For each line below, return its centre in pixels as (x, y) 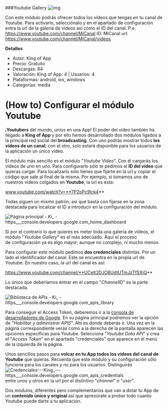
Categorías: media (31, 85)
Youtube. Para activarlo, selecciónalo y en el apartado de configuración (79, 23)
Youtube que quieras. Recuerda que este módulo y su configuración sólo (81, 359)
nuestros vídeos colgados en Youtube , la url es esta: (60, 182)
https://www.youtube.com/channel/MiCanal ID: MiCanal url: (67, 33)
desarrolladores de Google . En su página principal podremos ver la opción (82, 317)
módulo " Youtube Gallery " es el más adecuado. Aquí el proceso (71, 237)
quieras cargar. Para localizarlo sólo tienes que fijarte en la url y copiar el (80, 171)
